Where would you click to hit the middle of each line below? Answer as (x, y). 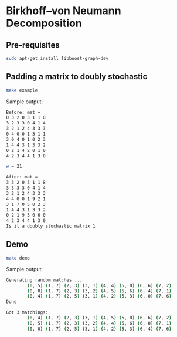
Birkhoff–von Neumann (64, 11)
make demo (18, 258)
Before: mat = (23, 112)
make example (22, 90)
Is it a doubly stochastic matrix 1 (51, 226)
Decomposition (44, 23)
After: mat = (22, 177)
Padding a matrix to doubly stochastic (77, 77)
